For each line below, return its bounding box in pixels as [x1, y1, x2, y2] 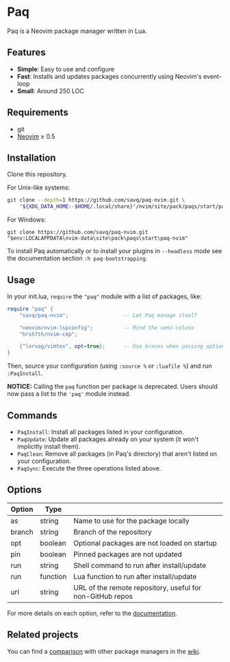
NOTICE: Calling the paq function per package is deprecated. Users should [7, 382, 218, 391]
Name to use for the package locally [73, 516, 190, 525]
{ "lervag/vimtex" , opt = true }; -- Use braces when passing [19, 343, 204, 350]
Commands [7, 410, 58, 421]
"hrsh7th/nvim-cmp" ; [19, 331, 78, 338]
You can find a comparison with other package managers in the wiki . [7, 647, 201, 655]
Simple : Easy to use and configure [16, 64, 115, 73]
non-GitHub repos [73, 591, 133, 601]
